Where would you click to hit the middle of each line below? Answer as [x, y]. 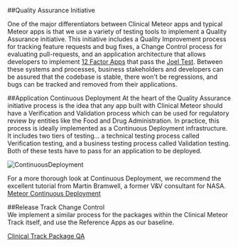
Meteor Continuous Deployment [54, 193]
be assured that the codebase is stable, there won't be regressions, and [113, 77]
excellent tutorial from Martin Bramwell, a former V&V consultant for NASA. [117, 186]
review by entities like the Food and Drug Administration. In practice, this [114, 121]
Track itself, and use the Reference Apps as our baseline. [91, 222]
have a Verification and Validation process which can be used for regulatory [118, 113]
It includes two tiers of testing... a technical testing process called [104, 136]
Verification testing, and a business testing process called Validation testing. [119, 143]
